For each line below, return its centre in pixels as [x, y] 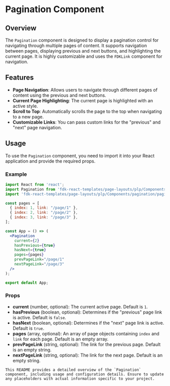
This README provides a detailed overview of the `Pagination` [73, 370]
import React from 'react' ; [35, 184]
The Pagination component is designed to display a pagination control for [82, 40]
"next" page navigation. [37, 127]
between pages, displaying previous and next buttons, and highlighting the [83, 51]
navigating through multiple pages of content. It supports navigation [76, 46]
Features [19, 78]
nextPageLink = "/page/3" [39, 264]
